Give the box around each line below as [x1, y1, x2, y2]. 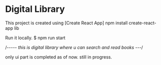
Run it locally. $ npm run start [5, 35, 66, 41]
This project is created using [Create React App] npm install [5, 20, 128, 26]
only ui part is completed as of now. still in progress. [5, 54, 112, 60]
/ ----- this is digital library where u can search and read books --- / [5, 44, 143, 50]
